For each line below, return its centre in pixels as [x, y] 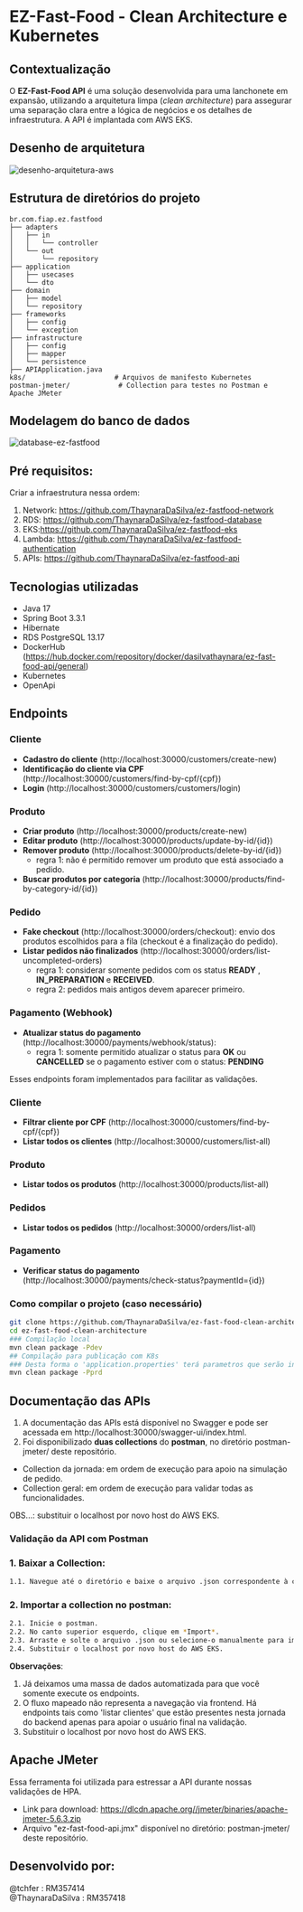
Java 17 [37, 608]
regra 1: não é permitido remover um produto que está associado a [160, 860]
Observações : [37, 1666]
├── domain [30, 290]
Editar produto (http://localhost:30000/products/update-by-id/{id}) [147, 841]
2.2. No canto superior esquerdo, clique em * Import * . [115, 1632]
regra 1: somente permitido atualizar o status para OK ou [141, 1051]
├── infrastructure [46, 338]
